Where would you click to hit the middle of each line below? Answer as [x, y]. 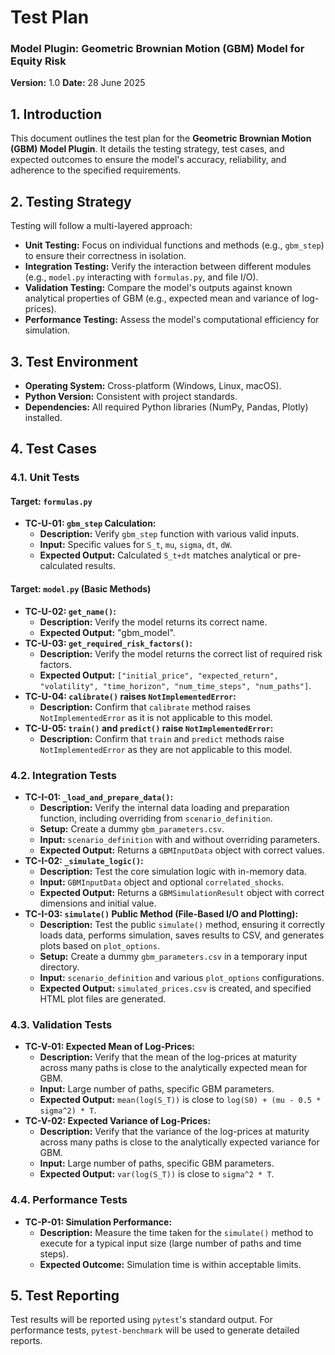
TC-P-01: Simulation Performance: [98, 1222]
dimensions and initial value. [98, 903]
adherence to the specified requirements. [96, 170]
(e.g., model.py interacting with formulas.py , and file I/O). [141, 277]
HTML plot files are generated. [103, 998]
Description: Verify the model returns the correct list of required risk [181, 653]
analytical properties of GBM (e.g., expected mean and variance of [162, 298]
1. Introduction [56, 114]
